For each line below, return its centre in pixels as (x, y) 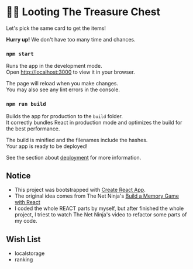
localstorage (30, 253)
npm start (20, 54)
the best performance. (33, 129)
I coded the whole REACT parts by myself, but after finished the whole (99, 208)
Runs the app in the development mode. (54, 66)
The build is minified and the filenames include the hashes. (77, 140)
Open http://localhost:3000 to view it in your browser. (71, 72)
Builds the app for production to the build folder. (65, 116)
